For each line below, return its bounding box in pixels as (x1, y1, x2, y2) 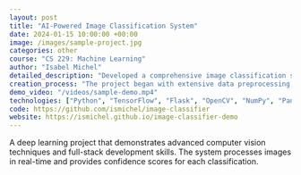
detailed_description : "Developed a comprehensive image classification (9, 71, 287, 80)
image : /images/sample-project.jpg (9, 37, 142, 47)
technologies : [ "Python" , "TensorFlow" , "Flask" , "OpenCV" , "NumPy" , (9, 96, 275, 105)
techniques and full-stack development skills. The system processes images (9, 146, 292, 157)
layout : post (9, 12, 58, 22)
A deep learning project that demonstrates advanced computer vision (9, 137, 266, 148)
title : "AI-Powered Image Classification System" (9, 21, 199, 30)
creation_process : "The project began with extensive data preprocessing (9, 79, 291, 88)
